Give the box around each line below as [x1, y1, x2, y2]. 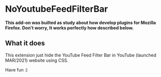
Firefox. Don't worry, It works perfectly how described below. [5, 25, 134, 30]
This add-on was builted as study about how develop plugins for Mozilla [5, 20, 157, 26]
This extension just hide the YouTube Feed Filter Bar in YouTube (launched [5, 52, 157, 58]
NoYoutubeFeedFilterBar [5, 3, 108, 15]
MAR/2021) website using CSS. [5, 57, 69, 63]
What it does [5, 39, 45, 48]
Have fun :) [5, 67, 28, 73]
